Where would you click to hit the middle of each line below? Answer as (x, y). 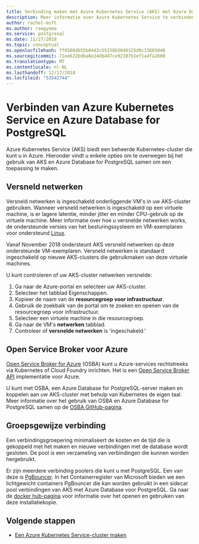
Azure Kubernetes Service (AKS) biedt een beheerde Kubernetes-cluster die (99, 149)
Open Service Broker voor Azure (67, 350)
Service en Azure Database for (83, 120)
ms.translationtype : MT (36, 61)
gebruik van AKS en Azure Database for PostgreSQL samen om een (89, 162)
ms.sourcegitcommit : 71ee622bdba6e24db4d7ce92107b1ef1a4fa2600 (86, 56)
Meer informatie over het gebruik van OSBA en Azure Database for (88, 401)
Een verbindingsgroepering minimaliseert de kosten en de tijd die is (88, 440)
